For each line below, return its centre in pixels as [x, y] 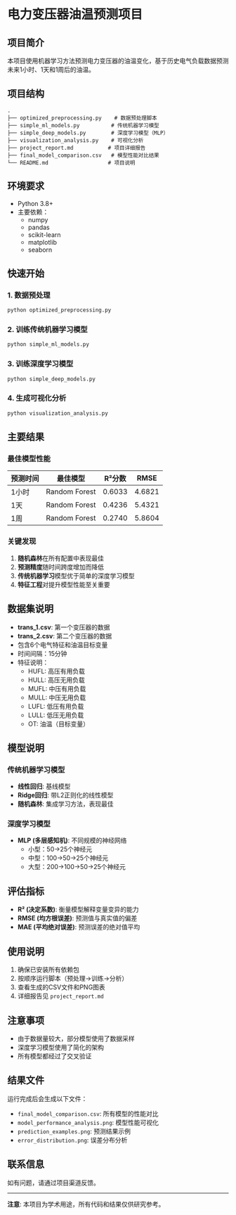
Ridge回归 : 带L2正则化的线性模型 [65, 795]
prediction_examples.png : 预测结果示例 [74, 1131]
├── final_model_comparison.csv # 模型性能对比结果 [83, 155]
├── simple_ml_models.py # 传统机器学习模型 [83, 125]
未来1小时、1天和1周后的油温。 [51, 70]
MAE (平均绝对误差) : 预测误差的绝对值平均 [79, 927]
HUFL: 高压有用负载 [57, 671]
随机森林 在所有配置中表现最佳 [60, 558]
